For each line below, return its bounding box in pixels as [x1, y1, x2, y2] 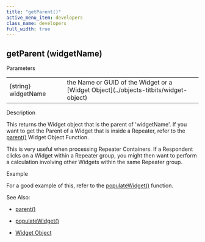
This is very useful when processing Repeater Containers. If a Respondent [6, 145, 193, 153]
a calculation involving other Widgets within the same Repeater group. [6, 159, 183, 166]
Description [6, 109, 35, 116]
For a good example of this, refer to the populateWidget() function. [6, 182, 174, 189]
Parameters [6, 64, 35, 72]
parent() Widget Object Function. [6, 134, 90, 141]
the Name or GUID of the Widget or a [67, 78, 173, 87]
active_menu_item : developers [6, 15, 84, 21]
